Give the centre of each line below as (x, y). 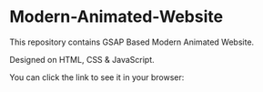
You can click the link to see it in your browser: (97, 77)
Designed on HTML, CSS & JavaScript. (82, 59)
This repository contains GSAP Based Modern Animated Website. (132, 42)
